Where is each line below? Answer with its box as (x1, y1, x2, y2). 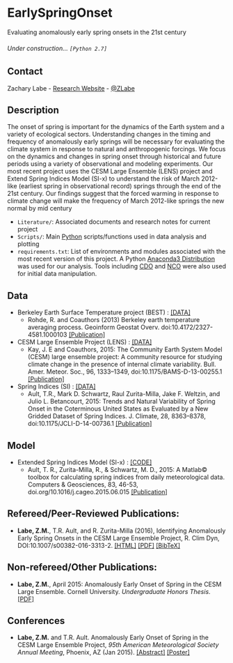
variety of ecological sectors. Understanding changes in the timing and (7, 130, 211, 139)
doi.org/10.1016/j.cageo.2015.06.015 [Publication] (27, 488, 168, 496)
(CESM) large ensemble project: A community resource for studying (27, 353, 223, 361)
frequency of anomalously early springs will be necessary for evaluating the (7, 137, 225, 146)
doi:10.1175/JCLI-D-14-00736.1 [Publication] (27, 420, 152, 428)
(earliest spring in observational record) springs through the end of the (18, 182, 221, 190)
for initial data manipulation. (17, 270, 97, 278)
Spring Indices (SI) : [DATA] (17, 382, 96, 391)
